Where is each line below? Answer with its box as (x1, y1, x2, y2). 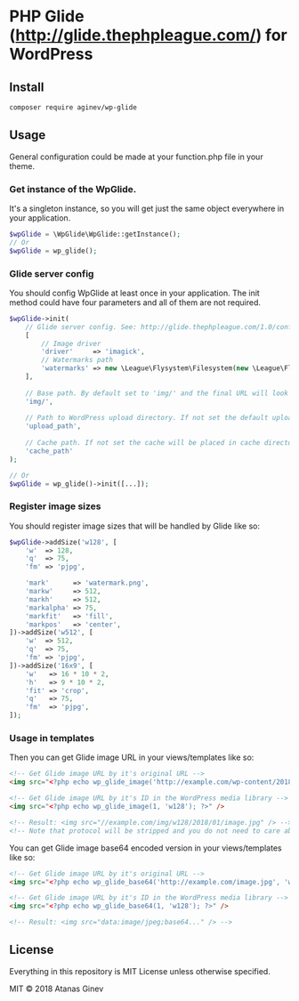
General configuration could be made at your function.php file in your (9, 151, 264, 162)
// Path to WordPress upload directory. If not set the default (25, 414, 269, 423)
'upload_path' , (25, 422, 82, 431)
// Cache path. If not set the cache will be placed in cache (25, 439, 261, 448)
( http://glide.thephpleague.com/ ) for (9, 25, 287, 45)
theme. (9, 160, 36, 171)
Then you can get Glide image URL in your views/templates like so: (9, 752, 255, 763)
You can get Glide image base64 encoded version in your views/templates (9, 843, 282, 853)
